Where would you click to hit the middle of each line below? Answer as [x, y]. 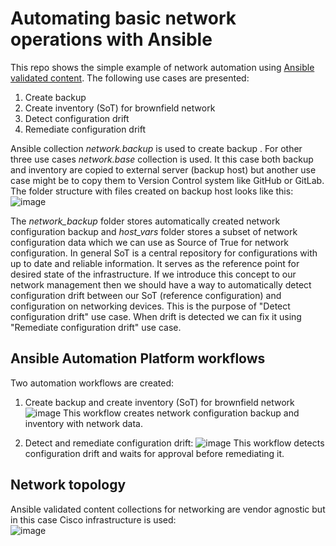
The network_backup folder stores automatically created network [145, 221]
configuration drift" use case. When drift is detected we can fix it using [156, 316]
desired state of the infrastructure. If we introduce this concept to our [153, 274]
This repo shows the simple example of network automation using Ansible [162, 67]
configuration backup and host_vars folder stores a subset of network [154, 231]
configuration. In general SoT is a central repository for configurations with [164, 253]
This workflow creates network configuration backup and [181, 413]
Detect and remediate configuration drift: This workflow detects [174, 443]
